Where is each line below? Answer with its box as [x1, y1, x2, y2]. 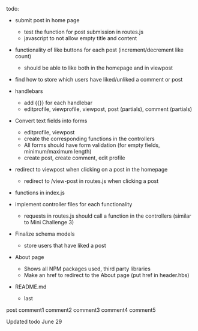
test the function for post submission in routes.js [23, 28, 144, 35]
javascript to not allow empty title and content [23, 35, 137, 41]
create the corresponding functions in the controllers [23, 135, 155, 142]
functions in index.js [14, 189, 65, 196]
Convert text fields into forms [14, 117, 88, 124]
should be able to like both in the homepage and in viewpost [23, 64, 173, 71]
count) [14, 53, 32, 59]
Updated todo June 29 [6, 318, 62, 325]
